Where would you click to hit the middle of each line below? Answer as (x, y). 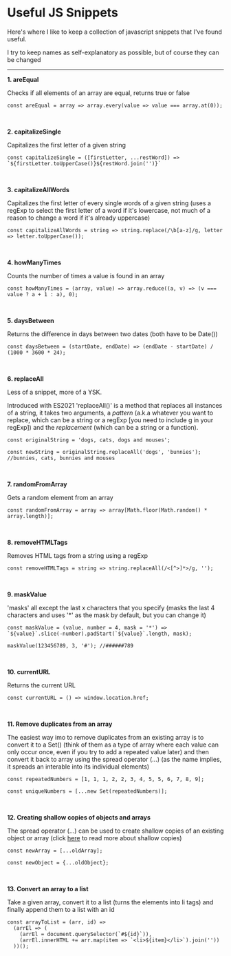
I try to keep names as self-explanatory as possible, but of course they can (113, 52)
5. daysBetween (31, 320)
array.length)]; (30, 516)
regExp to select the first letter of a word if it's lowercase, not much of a (109, 210)
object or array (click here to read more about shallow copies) (95, 838)
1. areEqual (23, 79)
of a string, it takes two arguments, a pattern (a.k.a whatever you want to (110, 413)
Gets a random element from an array (60, 497)
